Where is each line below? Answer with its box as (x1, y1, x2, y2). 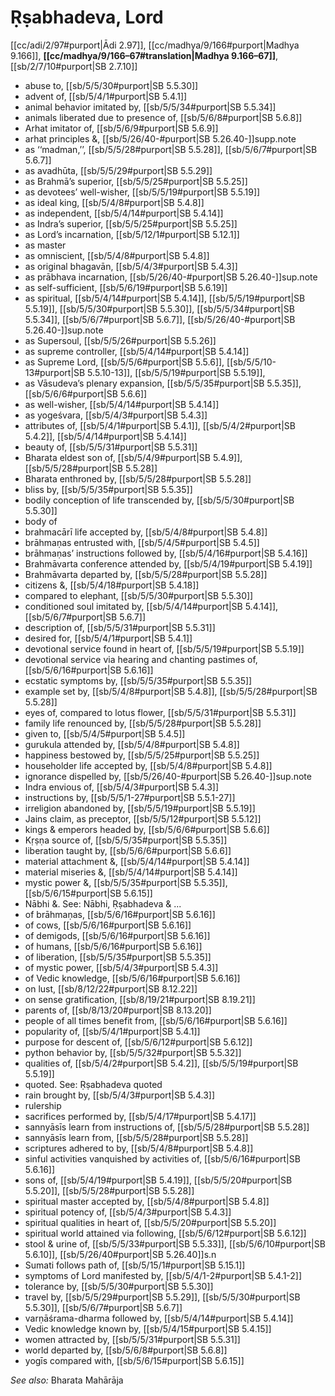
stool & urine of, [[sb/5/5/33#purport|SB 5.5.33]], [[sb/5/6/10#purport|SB (24, 1237, 326, 1250)
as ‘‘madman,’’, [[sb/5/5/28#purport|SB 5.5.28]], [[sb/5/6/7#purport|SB (24, 143, 318, 155)
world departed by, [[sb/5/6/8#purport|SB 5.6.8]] (24, 1344, 228, 1356)
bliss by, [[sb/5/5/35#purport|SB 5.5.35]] (24, 483, 193, 495)
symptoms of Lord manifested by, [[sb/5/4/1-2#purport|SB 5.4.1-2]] (24, 1269, 303, 1281)
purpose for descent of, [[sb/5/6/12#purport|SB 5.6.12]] (24, 1036, 253, 1048)
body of (24, 515, 58, 527)
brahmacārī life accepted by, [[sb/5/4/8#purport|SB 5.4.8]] (24, 526, 268, 538)
